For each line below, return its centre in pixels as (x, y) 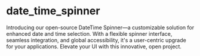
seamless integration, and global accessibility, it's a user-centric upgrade (96, 40)
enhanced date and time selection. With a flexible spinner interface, (89, 33)
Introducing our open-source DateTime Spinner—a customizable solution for (100, 27)
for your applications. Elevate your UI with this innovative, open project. (94, 46)
